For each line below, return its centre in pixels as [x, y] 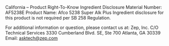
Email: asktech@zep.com [32, 38]
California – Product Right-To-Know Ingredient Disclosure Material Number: [84, 7]
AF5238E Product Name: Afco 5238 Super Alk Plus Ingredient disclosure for [85, 12]
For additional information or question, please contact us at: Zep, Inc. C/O [82, 27]
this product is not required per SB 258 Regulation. [58, 18]
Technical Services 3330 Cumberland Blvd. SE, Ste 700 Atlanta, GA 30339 [83, 33]
